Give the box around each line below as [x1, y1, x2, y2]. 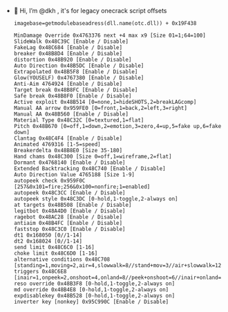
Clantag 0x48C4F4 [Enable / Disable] [13, 135, 123, 142]
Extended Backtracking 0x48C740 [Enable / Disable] [13, 165, 166, 172]
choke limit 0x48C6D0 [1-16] [13, 250, 98, 257]
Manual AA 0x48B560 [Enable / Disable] [13, 111, 129, 118]
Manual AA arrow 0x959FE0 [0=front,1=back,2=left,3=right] [13, 104, 188, 111]
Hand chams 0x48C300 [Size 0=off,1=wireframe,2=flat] [13, 153, 172, 160]
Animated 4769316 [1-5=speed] [13, 141, 102, 148]
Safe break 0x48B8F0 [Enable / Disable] [13, 93, 132, 100]
